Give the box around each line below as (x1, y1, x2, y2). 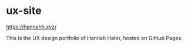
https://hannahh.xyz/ (6, 23, 57, 30)
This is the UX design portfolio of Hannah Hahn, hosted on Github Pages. (6, 34, 183, 41)
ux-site (6, 4, 42, 17)
